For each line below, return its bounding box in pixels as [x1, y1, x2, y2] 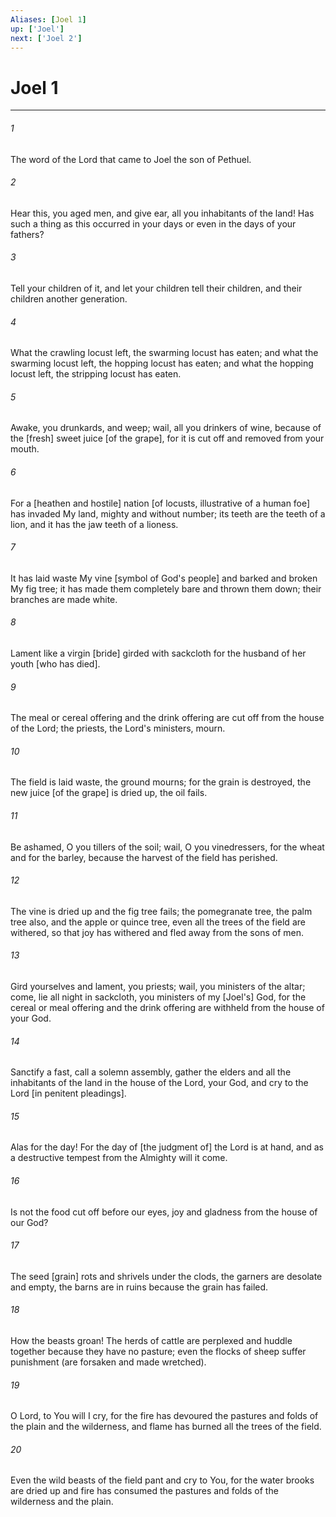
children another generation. [10, 292, 128, 305]
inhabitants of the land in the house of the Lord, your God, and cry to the [10, 1077, 309, 1089]
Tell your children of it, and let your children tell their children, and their [10, 282, 303, 294]
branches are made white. [10, 593, 118, 605]
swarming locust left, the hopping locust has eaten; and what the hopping [10, 357, 314, 370]
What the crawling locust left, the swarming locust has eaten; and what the [10, 347, 319, 359]
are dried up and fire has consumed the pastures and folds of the [10, 1485, 279, 1497]
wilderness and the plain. [10, 1496, 114, 1508]
